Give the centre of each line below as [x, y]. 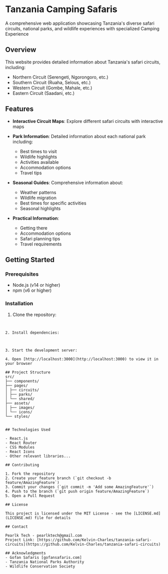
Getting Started [30, 260]
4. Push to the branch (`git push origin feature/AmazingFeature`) [77, 491]
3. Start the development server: [41, 350]
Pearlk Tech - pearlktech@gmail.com [44, 535]
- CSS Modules [20, 447]
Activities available [39, 162]
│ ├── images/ [20, 407]
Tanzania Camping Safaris [61, 9]
